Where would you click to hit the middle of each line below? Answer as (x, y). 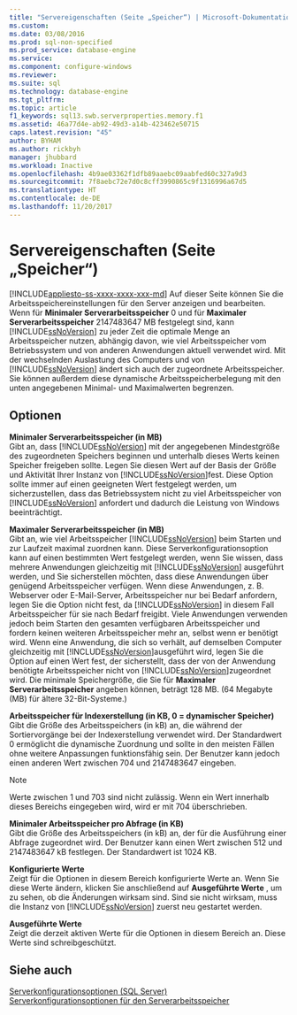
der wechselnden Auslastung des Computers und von (107, 359)
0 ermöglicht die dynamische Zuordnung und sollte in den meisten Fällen (142, 743)
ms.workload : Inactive (51, 165)
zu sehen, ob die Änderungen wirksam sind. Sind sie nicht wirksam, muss (143, 897)
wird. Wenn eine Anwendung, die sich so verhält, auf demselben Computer (146, 642)
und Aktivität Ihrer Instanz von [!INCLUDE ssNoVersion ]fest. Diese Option (141, 474)
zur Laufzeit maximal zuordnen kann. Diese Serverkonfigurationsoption (139, 548)
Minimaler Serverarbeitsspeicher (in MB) (86, 437)
